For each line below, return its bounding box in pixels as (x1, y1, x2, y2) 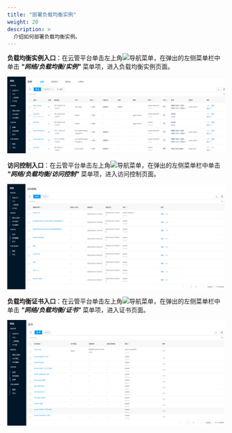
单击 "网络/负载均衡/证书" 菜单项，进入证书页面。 (7, 306, 150, 314)
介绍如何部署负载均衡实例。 (13, 33, 81, 40)
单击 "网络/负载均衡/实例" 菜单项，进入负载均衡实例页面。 (7, 62, 175, 71)
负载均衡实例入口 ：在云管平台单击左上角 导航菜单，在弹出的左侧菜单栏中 (7, 54, 220, 62)
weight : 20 (7, 18, 39, 26)
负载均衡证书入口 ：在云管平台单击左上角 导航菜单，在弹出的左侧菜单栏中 (7, 297, 220, 305)
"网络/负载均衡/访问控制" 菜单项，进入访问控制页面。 (7, 170, 161, 178)
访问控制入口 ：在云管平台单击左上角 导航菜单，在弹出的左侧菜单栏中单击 (7, 161, 220, 170)
